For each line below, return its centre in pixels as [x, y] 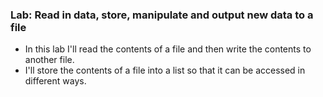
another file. [49, 60]
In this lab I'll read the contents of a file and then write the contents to [168, 49]
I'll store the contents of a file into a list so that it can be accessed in [165, 70]
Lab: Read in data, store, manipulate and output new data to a [162, 15]
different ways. [55, 81]
